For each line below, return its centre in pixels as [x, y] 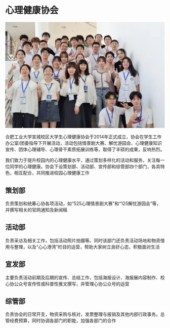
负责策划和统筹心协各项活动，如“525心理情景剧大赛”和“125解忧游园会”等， [83, 203]
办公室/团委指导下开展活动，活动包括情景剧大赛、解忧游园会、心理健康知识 [84, 143]
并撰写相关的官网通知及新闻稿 [36, 210]
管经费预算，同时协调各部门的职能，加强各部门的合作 [61, 321]
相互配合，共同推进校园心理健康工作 [52, 173]
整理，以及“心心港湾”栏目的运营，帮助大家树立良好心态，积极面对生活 [87, 247]
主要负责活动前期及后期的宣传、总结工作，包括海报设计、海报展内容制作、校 [85, 277]
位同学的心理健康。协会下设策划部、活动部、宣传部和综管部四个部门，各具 [83, 167]
